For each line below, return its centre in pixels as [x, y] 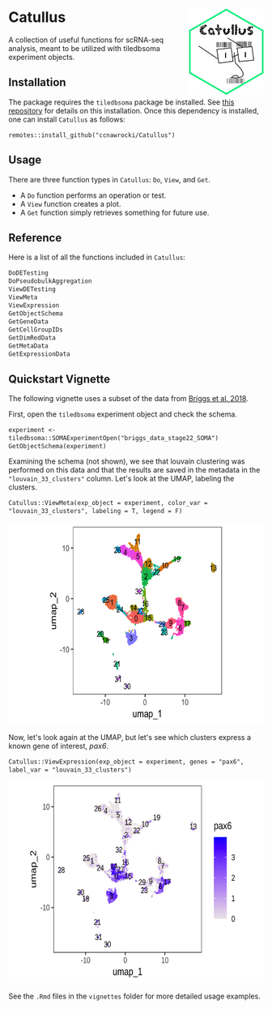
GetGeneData [28, 322]
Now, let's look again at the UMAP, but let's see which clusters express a [130, 738]
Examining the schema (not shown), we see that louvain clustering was [127, 461]
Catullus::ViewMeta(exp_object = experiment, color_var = [108, 503]
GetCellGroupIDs [36, 330]
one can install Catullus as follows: [67, 119]
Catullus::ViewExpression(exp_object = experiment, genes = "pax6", [126, 762]
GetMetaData [28, 346]
